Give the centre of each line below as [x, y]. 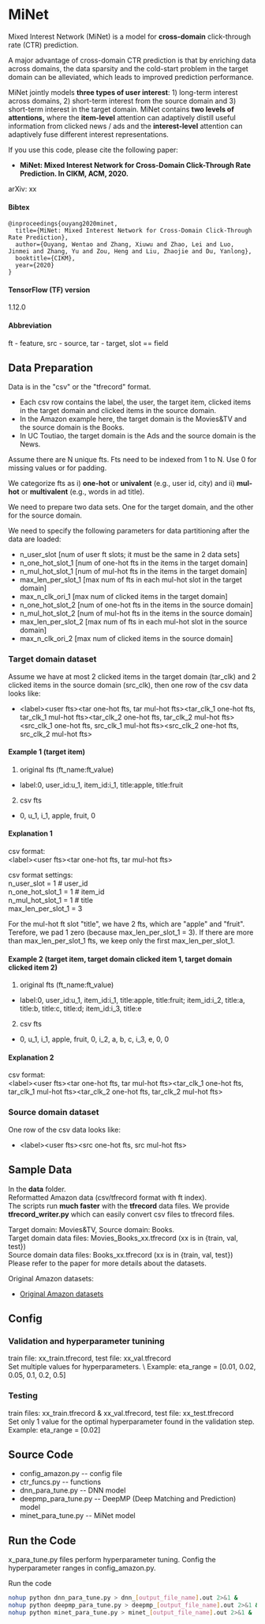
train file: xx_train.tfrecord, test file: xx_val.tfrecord [90, 1358]
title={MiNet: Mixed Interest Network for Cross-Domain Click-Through [134, 231]
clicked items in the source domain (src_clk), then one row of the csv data [128, 685]
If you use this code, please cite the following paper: [93, 150]
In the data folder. [37, 1189]
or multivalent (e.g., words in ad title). [83, 491]
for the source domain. [45, 515]
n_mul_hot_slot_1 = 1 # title [50, 901]
